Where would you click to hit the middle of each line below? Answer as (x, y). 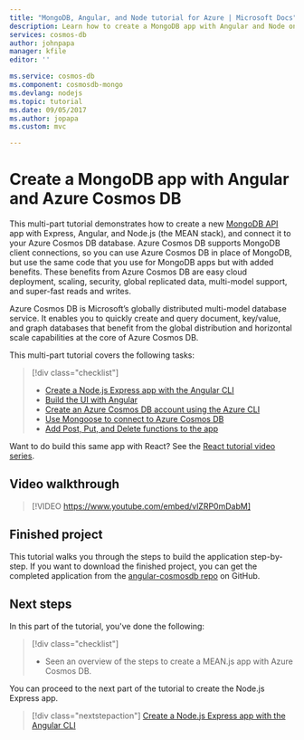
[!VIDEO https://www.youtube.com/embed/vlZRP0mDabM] (141, 506)
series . (22, 456)
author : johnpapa (42, 43)
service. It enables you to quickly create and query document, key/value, (145, 319)
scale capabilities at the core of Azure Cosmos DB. (104, 338)
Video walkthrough (64, 484)
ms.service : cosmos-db (52, 77)
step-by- (266, 556)
